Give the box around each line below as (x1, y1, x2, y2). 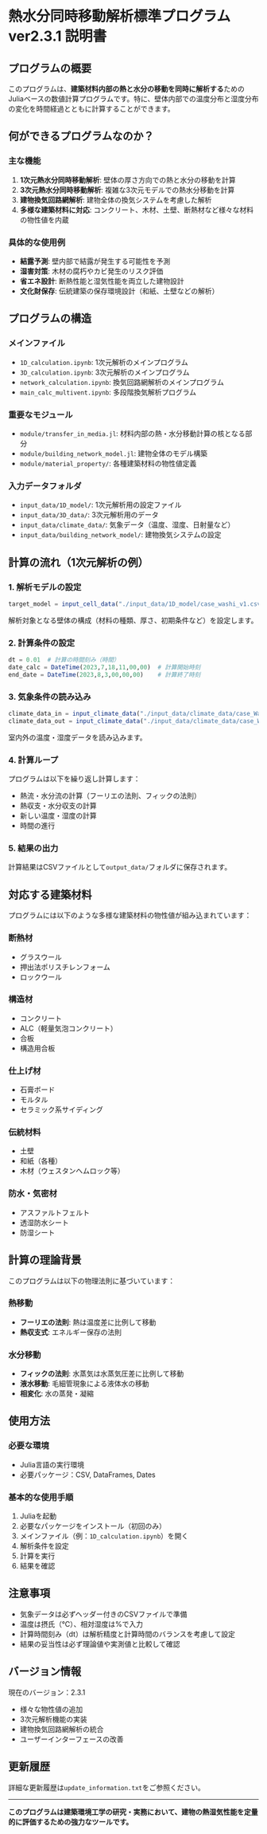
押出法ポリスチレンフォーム (19, 962, 110, 972)
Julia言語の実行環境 (19, 1459, 85, 1469)
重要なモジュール (8, 409, 73, 420)
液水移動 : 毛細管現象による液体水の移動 (19, 1379, 149, 1388)
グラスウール (19, 952, 62, 961)
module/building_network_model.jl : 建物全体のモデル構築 (19, 448, 208, 458)
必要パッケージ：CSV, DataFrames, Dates (19, 1470, 157, 1479)
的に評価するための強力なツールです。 (8, 1816, 133, 1826)
